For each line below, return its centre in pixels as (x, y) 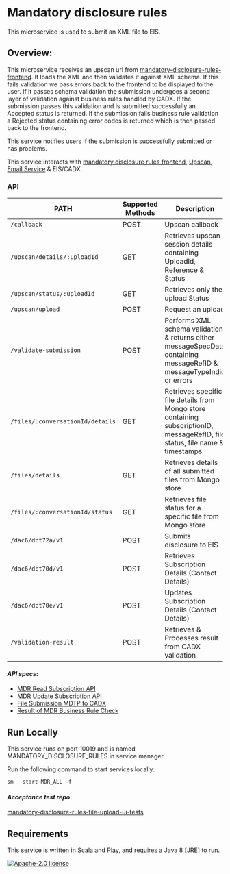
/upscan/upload (35, 309)
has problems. (27, 148)
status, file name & (194, 443)
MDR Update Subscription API (59, 696)
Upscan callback (192, 225)
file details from (190, 400)
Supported (140, 205)
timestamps (183, 451)
